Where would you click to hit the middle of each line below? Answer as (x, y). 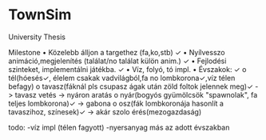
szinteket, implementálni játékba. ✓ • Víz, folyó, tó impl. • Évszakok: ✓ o (127, 69)
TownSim (40, 15)
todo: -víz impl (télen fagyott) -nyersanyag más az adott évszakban (119, 127)
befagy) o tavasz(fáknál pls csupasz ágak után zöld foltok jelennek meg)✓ (131, 86)
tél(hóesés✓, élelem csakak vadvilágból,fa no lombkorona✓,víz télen (122, 78)
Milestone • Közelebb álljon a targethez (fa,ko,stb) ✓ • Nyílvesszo (117, 52)
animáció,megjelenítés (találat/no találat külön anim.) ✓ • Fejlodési (117, 61)
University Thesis (37, 37)
